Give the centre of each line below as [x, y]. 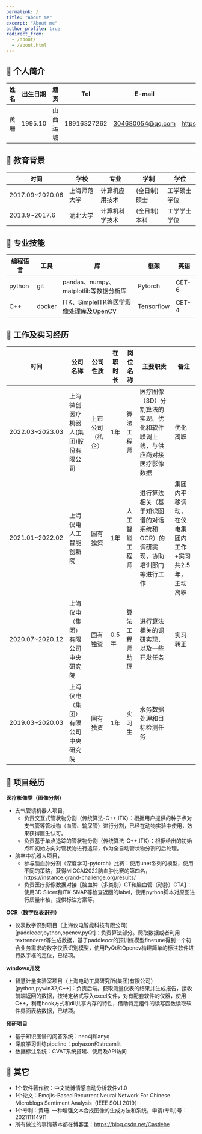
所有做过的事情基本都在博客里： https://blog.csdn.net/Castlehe [92, 1124]
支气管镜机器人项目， [41, 810]
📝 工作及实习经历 [38, 334]
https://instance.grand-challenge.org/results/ [80, 877]
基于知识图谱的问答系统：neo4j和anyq [62, 1036]
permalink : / [23, 12]
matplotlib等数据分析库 [95, 291]
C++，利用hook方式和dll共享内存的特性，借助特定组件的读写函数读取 [100, 1003]
